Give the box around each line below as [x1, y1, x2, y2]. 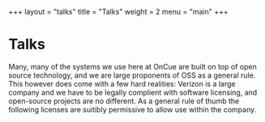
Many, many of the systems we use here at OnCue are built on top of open [8, 61, 257, 71]
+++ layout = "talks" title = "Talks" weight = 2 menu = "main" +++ [8, 7, 229, 16]
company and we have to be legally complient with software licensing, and [8, 87, 258, 97]
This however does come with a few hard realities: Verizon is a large [8, 78, 236, 88]
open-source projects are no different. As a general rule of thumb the [8, 96, 240, 106]
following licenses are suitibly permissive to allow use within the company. [8, 104, 257, 114]
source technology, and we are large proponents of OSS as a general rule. [8, 70, 256, 80]
